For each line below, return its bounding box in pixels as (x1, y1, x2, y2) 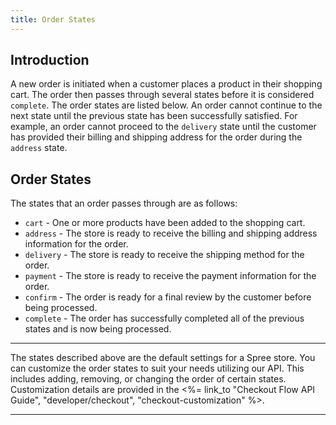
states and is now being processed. (24, 323, 172, 335)
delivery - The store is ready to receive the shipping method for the (24, 249, 305, 261)
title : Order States (10, 14, 97, 25)
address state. (10, 142, 68, 154)
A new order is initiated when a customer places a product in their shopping (10, 78, 323, 90)
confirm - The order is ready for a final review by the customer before (24, 291, 312, 303)
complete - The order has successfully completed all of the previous (24, 312, 305, 325)
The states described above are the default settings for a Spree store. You (10, 352, 316, 364)
